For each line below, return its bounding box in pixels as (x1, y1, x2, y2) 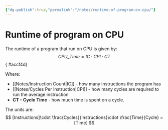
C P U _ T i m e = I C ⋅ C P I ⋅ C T (58, 53, 111, 59)
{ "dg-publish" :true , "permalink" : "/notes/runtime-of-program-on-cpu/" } (5, 7, 156, 13)
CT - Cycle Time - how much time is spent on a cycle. (12, 96, 124, 103)
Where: (5, 71, 21, 77)
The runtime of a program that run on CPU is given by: (5, 46, 117, 52)
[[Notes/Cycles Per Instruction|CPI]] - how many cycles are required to (12, 86, 159, 92)
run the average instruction (12, 91, 69, 97)
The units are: (5, 106, 34, 112)
